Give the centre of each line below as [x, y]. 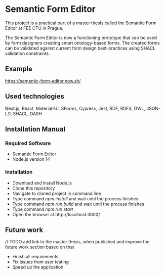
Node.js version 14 [31, 159]
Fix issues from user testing [41, 262]
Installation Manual [35, 129]
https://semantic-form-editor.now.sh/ [43, 81]
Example [19, 69]
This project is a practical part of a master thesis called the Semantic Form [81, 23]
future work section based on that [40, 247]
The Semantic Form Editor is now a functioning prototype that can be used [81, 38]
